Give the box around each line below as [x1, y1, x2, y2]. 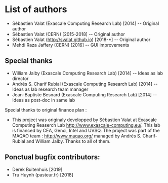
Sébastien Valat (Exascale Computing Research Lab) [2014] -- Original [12, 20, 159, 26]
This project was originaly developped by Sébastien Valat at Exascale [12, 117, 157, 123]
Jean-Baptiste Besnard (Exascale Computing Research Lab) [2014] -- [12, 91, 157, 97]
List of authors [5, 4, 67, 15]
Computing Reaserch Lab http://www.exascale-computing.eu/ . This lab [12, 122, 160, 128]
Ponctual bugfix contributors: [5, 153, 100, 162]
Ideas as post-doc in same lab [12, 97, 75, 103]
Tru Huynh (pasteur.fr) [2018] [12, 171, 74, 178]
